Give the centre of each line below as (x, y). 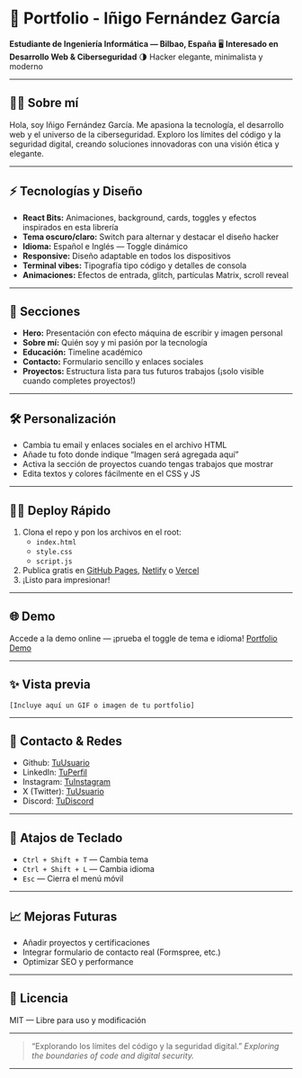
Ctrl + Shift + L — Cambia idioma (89, 869)
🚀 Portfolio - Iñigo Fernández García (145, 18)
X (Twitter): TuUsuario (63, 792)
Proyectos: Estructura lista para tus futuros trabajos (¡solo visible (143, 372)
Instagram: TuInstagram (66, 782)
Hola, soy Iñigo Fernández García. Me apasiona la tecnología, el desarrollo (147, 124)
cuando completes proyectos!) (79, 381)
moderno (26, 66)
